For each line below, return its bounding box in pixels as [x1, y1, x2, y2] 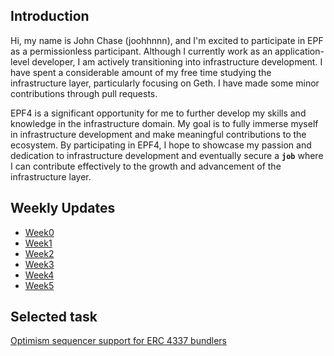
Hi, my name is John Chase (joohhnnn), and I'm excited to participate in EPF [10, 34, 324, 46]
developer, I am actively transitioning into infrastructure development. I [31, 55, 323, 68]
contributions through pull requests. [10, 87, 158, 99]
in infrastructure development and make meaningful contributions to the [10, 128, 307, 140]
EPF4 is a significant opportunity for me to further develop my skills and [10, 107, 307, 119]
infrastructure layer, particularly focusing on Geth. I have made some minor [10, 77, 320, 89]
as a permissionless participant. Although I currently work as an [10, 45, 273, 57]
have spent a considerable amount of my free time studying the [10, 66, 272, 78]
